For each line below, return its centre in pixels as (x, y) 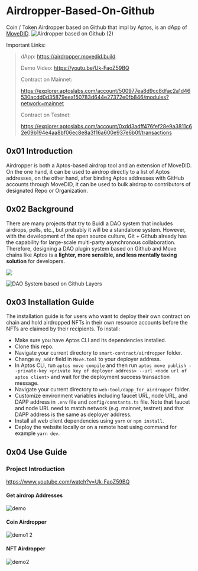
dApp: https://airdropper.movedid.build (68, 56)
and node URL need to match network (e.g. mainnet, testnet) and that (99, 408)
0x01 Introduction (40, 151)
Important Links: (26, 45)
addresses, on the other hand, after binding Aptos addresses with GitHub (95, 178)
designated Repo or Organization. (47, 190)
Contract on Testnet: (46, 115)
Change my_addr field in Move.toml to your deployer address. (88, 359)
